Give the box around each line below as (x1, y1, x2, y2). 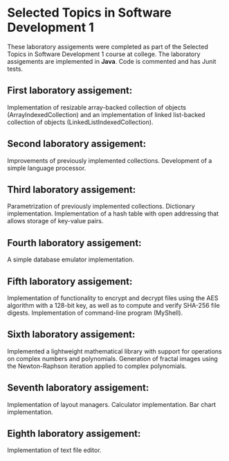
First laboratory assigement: (7, 85, 133, 96)
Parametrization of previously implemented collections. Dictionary (7, 202, 195, 211)
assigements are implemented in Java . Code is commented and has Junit (7, 57, 217, 65)
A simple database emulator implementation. (7, 255, 135, 264)
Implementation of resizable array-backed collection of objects (7, 103, 187, 112)
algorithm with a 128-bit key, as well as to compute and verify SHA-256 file (7, 302, 220, 309)
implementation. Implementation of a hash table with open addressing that (7, 209, 219, 218)
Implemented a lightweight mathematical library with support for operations (7, 347, 223, 355)
